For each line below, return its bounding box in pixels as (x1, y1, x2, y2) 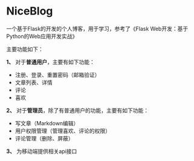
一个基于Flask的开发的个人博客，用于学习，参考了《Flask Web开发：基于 (6, 25, 189, 32)
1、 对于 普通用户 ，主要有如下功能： (6, 58, 95, 65)
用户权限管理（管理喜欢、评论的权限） (15, 127, 111, 134)
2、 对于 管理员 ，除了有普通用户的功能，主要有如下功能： (6, 107, 149, 114)
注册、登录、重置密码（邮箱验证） (15, 71, 100, 78)
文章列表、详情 (15, 79, 53, 86)
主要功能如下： (6, 45, 44, 53)
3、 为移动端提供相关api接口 (6, 147, 77, 155)
